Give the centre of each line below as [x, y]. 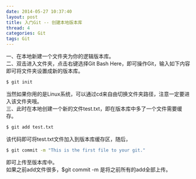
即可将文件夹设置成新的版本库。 [45, 71]
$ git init [19, 82]
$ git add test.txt [30, 127]
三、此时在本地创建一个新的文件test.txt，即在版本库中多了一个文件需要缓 [94, 109]
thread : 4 [18, 28]
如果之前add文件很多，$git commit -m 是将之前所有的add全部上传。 [89, 169]
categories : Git [26, 33]
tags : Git [18, 39]
